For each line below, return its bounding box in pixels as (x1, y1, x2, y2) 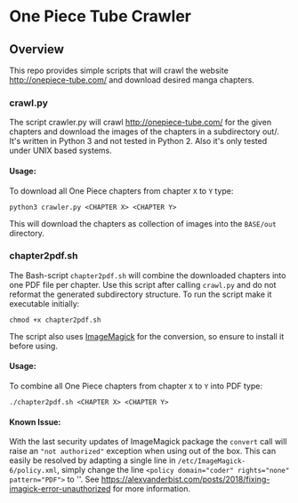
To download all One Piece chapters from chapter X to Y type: (9, 185, 234, 196)
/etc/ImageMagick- (177, 457, 246, 466)
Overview (9, 42, 65, 57)
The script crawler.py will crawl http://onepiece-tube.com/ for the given (9, 117, 272, 128)
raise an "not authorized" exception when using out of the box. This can (9, 446, 277, 457)
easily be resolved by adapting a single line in (9, 455, 176, 466)
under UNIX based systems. (9, 145, 113, 156)
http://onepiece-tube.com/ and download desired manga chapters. (9, 75, 255, 85)
